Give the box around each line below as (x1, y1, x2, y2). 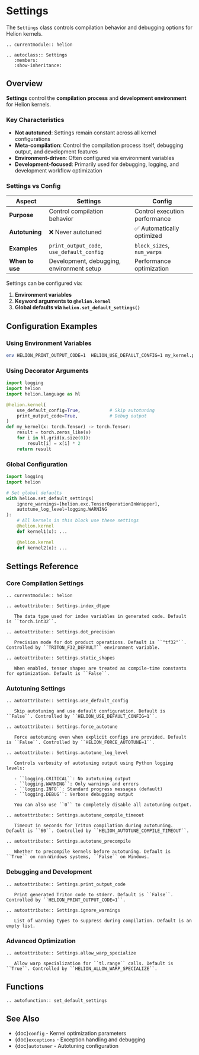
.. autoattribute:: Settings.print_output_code (6, 881, 126, 887)
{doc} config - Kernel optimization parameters (14, 1029, 127, 1037)
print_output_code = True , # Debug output (17, 413, 147, 419)
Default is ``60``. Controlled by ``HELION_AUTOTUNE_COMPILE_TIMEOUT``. (6, 828, 190, 834)
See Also (6, 1014, 40, 1024)
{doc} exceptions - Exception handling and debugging (14, 1036, 146, 1043)
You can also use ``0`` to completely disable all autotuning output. (14, 802, 192, 808)
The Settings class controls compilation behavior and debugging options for (6, 24, 192, 31)
